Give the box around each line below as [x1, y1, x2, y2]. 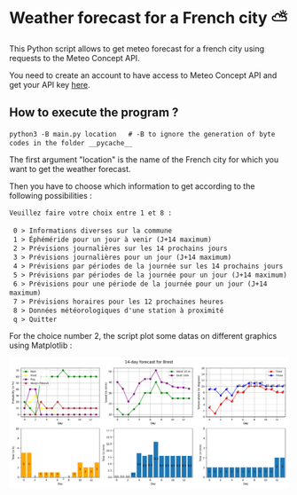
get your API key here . [9, 79, 90, 90]
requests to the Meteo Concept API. [9, 52, 140, 63]
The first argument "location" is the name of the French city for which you [9, 153, 279, 165]
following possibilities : [9, 190, 93, 200]
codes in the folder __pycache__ [9, 138, 133, 147]
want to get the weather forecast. [9, 163, 131, 174]
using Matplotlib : [9, 340, 73, 350]
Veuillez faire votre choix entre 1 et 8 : [9, 208, 173, 217]
